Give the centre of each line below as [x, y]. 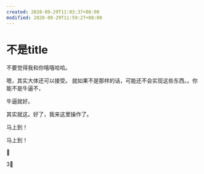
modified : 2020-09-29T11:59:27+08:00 [54, 18]
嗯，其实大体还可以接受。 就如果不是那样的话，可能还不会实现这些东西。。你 [102, 81]
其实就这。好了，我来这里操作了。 [49, 114]
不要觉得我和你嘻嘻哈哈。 [38, 68]
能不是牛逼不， [25, 89]
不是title [27, 50]
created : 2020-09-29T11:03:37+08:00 [53, 12]
